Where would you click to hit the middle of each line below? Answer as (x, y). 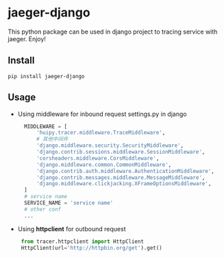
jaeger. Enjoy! (27, 38)
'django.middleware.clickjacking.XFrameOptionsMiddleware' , (124, 184)
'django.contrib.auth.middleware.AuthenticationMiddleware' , (125, 171)
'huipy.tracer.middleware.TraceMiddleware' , (101, 133)
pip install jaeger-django (46, 76)
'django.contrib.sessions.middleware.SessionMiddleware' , (121, 152)
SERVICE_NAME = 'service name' (69, 203)
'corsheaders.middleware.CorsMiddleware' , (98, 158)
